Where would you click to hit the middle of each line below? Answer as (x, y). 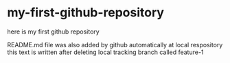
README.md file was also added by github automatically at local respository (115, 45)
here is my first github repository (53, 32)
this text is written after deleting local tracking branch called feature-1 (105, 52)
